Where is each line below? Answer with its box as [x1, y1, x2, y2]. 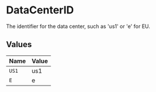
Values [6, 40, 32, 49]
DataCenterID [6, 3, 74, 17]
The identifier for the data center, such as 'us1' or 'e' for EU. [6, 23, 151, 30]
